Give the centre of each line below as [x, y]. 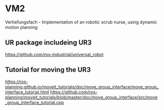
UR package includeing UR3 [48, 43]
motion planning [21, 27]
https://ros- [17, 82]
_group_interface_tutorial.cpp [35, 102]
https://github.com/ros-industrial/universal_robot [54, 54]
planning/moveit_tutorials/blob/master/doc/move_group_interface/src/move [81, 97]
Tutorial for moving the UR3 [48, 70]
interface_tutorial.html [27, 92]
